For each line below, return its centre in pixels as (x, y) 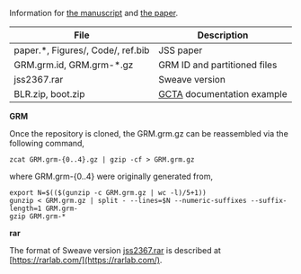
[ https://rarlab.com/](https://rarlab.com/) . (86, 260)
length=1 (26, 208)
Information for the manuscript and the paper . (94, 13)
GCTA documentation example (223, 94)
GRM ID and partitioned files (218, 65)
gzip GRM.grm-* (38, 217)
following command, (47, 143)
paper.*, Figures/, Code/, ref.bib (82, 50)
